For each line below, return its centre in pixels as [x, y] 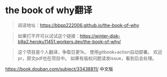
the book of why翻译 [49, 10]
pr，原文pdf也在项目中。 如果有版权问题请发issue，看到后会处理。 [87, 58]
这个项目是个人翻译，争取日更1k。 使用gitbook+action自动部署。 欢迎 [90, 52]
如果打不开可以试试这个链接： [49, 36]
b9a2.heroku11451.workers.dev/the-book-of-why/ [69, 41]
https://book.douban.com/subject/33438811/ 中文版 [59, 69]
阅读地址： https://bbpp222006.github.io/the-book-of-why [78, 25]
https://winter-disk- [100, 36]
